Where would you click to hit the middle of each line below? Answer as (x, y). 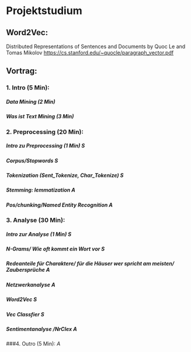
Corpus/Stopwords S (32, 160)
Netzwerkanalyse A (31, 285)
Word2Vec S (22, 299)
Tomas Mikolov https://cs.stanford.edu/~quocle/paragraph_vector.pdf (90, 53)
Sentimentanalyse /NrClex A (41, 329)
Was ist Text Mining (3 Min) (40, 117)
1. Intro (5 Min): (28, 88)
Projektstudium (44, 11)
